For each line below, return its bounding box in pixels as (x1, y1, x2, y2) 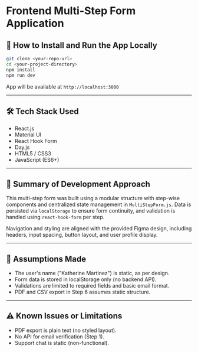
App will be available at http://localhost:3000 (6, 83, 119, 90)
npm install (6, 67, 35, 73)
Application (6, 17, 64, 30)
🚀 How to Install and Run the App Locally (6, 40, 157, 50)
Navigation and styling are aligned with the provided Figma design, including (6, 225, 192, 232)
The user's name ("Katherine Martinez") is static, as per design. (14, 269, 170, 276)
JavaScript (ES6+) (14, 157, 60, 164)
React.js (14, 125, 35, 132)
